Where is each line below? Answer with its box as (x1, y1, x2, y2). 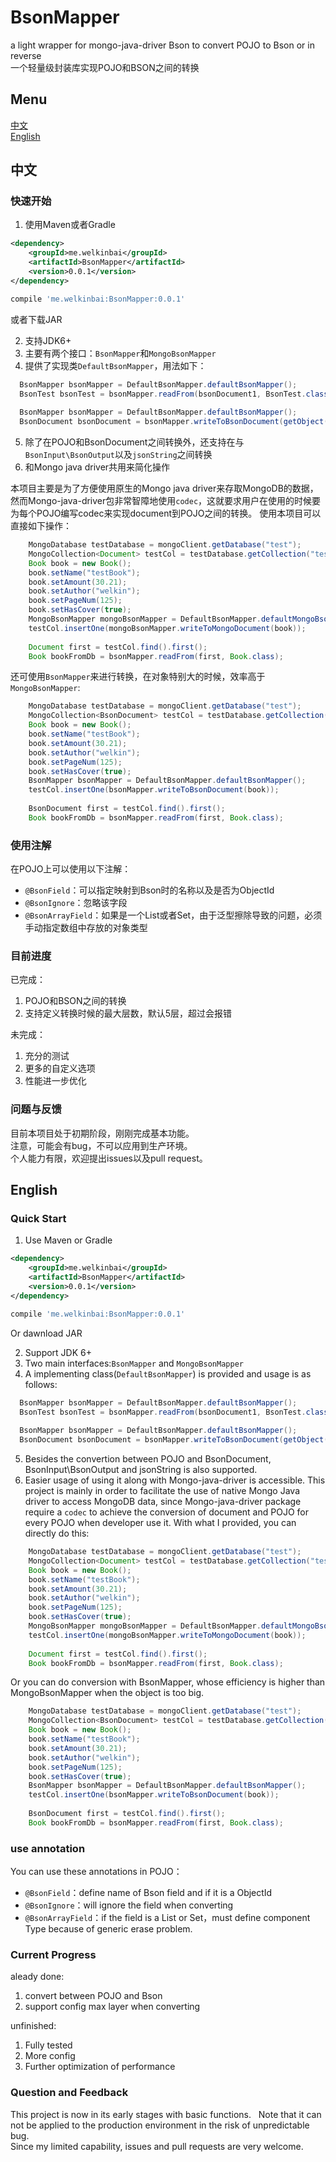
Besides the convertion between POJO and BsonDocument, (24, 1453, 272, 1465)
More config (24, 2050, 76, 2062)
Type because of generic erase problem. (24, 1923, 193, 1935)
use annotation (10, 1841, 86, 1855)
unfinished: (10, 2020, 57, 2032)
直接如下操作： (10, 520, 72, 532)
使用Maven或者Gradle (24, 219, 116, 231)
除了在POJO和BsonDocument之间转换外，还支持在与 (24, 436, 245, 448)
